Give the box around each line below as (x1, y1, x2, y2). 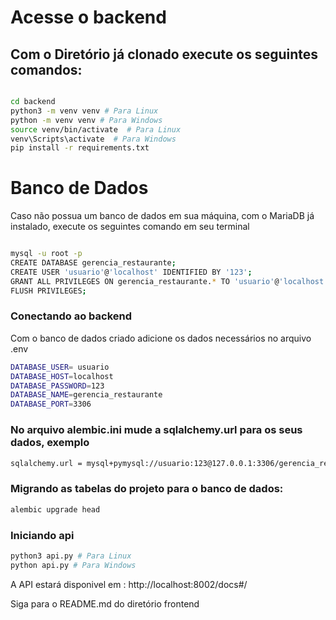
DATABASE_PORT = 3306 (10, 399, 92, 410)
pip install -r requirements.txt (10, 143, 150, 153)
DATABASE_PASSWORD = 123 (10, 381, 105, 391)
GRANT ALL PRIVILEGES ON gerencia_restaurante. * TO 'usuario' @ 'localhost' (10, 276, 329, 286)
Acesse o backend (10, 6, 167, 29)
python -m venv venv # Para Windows (10, 115, 163, 125)
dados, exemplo (10, 436, 90, 450)
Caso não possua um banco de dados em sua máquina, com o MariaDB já (10, 210, 315, 222)
